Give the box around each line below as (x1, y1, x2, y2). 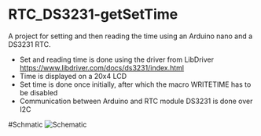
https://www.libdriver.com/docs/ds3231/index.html (19, 63, 185, 72)
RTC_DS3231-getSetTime (8, 5, 178, 23)
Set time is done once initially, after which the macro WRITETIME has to (19, 80, 252, 89)
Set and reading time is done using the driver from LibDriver (19, 55, 215, 64)
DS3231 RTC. (8, 39, 51, 48)
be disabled (19, 88, 58, 97)
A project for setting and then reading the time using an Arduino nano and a (8, 31, 253, 41)
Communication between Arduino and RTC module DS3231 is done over (19, 96, 253, 106)
